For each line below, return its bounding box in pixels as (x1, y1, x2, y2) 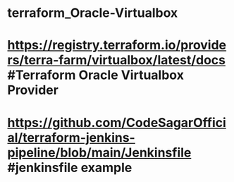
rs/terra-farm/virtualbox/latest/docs (7, 52, 226, 68)
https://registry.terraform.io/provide (7, 37, 227, 54)
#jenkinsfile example (7, 159, 133, 176)
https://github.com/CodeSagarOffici (7, 114, 227, 131)
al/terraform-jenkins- (7, 129, 135, 145)
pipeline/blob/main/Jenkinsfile (7, 145, 192, 160)
